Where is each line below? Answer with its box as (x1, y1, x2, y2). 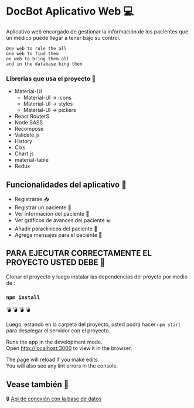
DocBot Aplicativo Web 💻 (6, 5, 134, 18)
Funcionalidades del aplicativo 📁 (6, 179, 127, 189)
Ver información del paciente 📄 (14, 210, 90, 217)
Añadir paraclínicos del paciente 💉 (14, 225, 98, 232)
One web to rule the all (6, 45, 67, 52)
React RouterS (14, 113, 50, 120)
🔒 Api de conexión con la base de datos (6, 395, 102, 402)
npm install (6, 294, 40, 301)
